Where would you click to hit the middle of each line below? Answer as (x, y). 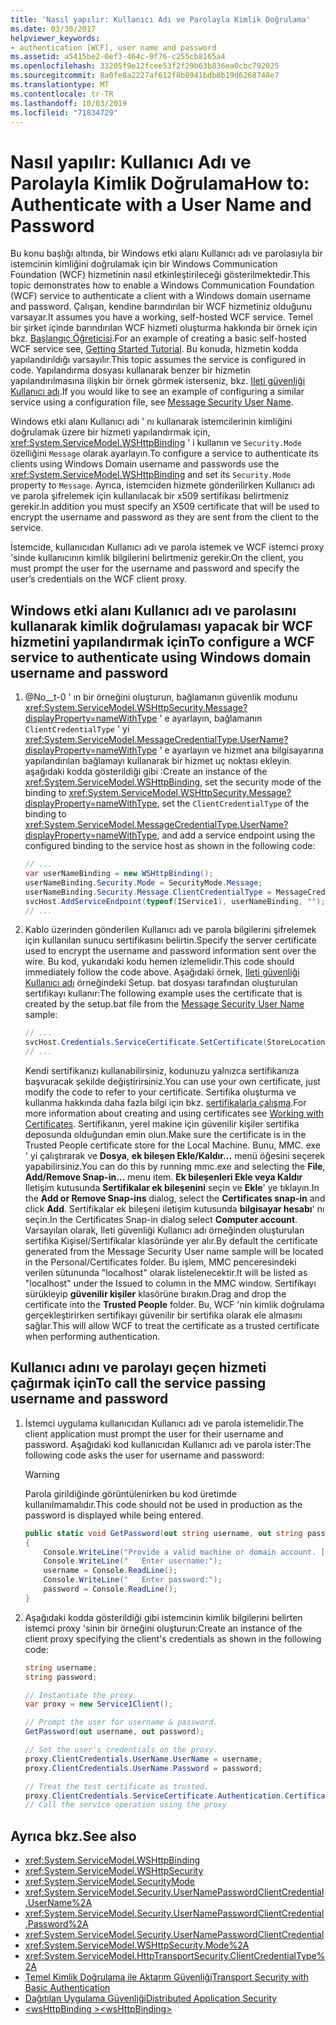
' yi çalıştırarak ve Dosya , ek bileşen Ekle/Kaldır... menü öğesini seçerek (175, 1155)
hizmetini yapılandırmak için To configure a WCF (162, 641)
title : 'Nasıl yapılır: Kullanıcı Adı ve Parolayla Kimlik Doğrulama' (160, 19)
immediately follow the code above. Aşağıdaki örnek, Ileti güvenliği (162, 972)
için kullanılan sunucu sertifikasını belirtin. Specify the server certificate (170, 940)
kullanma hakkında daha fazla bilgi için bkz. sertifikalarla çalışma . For (165, 1102)
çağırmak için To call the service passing (138, 1383)
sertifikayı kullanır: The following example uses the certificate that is (163, 993)
